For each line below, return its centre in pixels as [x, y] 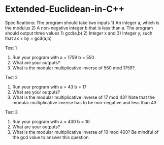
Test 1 [11, 48]
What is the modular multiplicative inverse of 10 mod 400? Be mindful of [85, 132]
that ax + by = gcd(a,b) [28, 38]
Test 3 [12, 112]
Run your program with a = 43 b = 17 [49, 87]
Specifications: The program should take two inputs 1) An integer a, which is [82, 23]
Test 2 [12, 77]
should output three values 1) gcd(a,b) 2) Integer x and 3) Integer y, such [79, 33]
